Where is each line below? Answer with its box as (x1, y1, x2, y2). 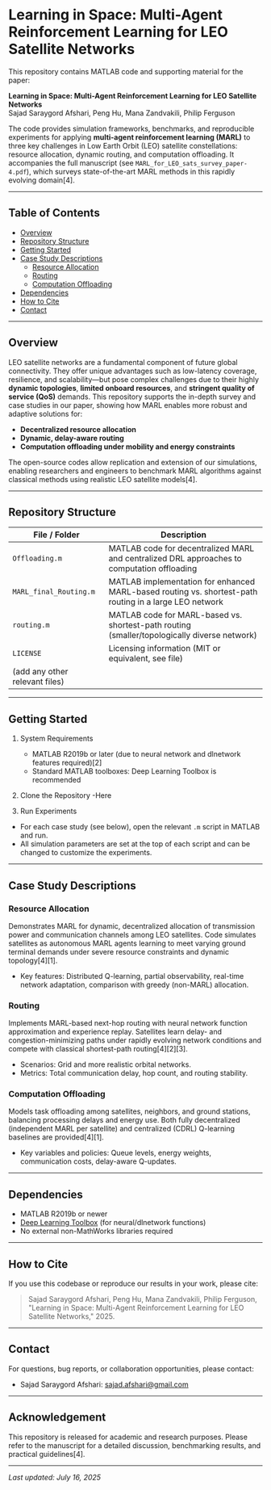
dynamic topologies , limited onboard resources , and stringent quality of (8, 383, 256, 392)
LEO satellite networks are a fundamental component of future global (8, 357, 238, 367)
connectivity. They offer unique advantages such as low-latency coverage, (8, 366, 257, 376)
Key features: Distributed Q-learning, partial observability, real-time (19, 971, 244, 980)
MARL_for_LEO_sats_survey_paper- (135, 159, 248, 167)
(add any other (12, 666, 69, 678)
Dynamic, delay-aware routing (19, 433, 125, 443)
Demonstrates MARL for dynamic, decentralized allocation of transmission (8, 921, 256, 930)
